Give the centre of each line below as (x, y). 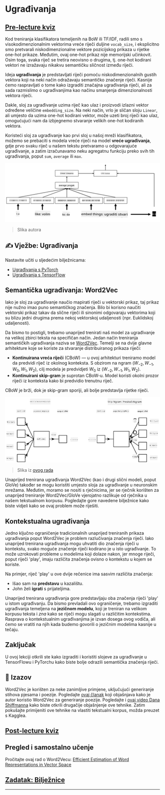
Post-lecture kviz (32, 731)
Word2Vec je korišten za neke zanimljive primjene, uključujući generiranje (80, 689)
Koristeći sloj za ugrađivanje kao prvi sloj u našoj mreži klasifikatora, (74, 135)
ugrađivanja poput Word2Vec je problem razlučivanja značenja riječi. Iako (80, 538)
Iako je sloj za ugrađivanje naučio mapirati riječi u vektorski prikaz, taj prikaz (82, 302)
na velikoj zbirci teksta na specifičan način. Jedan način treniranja (72, 338)
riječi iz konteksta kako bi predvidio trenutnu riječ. (63, 381)
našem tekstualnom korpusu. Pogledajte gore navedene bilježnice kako (77, 501)
